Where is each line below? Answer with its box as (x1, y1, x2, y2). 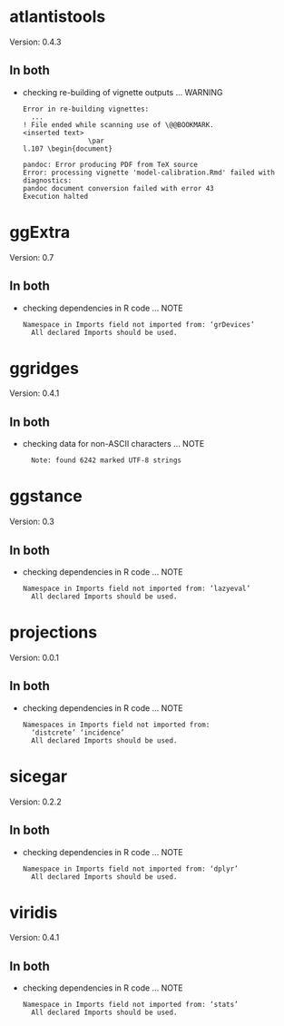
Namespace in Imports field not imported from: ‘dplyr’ (22, 864, 239, 873)
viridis (9, 902, 58, 922)
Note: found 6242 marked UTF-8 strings (31, 456, 181, 465)
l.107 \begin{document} (22, 143, 113, 153)
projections (9, 622, 98, 643)
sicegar (9, 765, 68, 786)
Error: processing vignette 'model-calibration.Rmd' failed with (22, 168, 275, 177)
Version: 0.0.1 (9, 652, 59, 663)
